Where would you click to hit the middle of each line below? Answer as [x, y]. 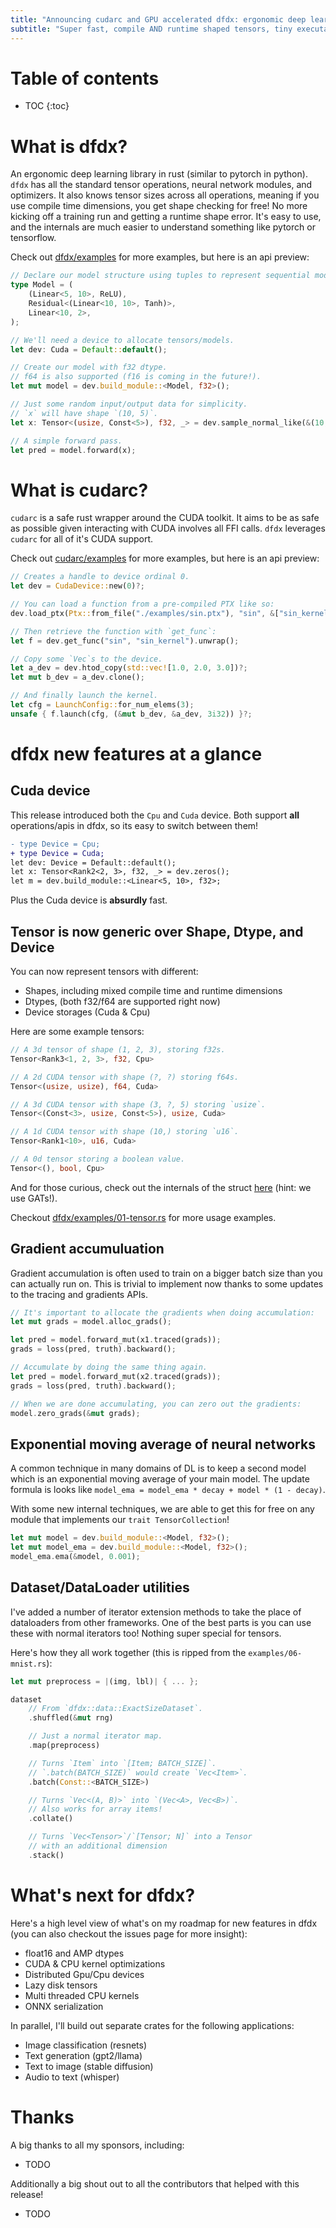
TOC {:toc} [47, 106]
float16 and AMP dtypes [74, 1953]
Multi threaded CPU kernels [82, 1995]
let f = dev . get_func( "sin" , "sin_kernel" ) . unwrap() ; [125, 641]
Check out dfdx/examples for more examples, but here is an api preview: [160, 257]
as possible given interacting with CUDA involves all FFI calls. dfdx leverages [168, 528]
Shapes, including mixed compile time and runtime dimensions [153, 990]
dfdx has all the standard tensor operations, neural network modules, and [161, 185]
